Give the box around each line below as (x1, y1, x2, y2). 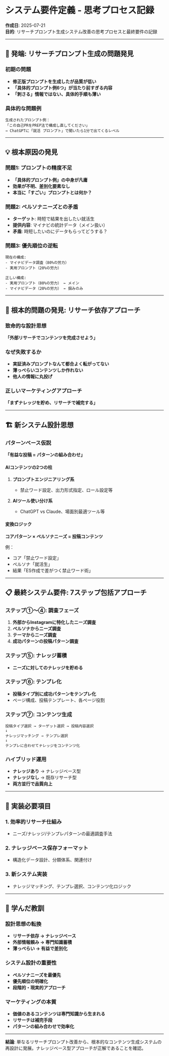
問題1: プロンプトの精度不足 (5, 165, 72, 172)
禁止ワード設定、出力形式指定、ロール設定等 (20, 487, 113, 493)
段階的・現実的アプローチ (12, 984, 66, 990)
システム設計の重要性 (5, 960, 57, 967)
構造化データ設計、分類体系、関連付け (12, 857, 92, 863)
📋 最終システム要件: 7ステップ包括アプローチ (5, 588, 147, 597)
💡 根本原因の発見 (5, 148, 58, 156)
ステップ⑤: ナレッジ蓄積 (5, 652, 67, 659)
